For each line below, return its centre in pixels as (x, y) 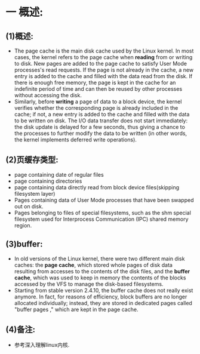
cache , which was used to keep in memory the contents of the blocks (100, 278)
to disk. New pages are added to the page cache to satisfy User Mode (101, 64)
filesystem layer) (35, 193)
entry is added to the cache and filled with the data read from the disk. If (103, 76)
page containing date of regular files (59, 174)
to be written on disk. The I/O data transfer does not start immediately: (101, 121)
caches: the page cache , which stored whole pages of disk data (93, 265)
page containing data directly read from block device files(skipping (97, 187)
